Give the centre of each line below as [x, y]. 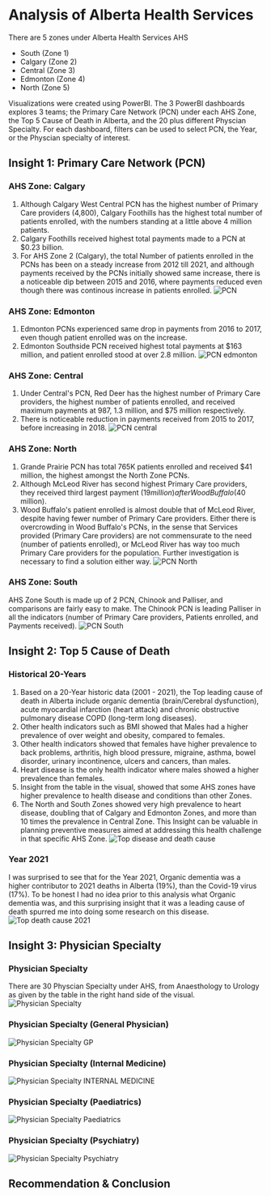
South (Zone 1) [44, 53]
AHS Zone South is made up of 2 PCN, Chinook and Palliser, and [116, 600]
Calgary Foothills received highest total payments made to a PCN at [133, 238]
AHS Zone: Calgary [47, 186]
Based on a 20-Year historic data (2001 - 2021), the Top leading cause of [141, 692]
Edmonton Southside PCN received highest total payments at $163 [131, 345]
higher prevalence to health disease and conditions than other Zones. [136, 795]
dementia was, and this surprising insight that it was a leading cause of [127, 902]
